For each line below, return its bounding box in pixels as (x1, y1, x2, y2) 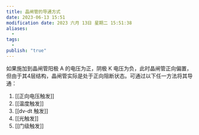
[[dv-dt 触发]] (14, 107, 48, 114)
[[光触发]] (14, 115, 39, 122)
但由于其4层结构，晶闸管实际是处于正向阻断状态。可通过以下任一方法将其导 (6, 72, 193, 79)
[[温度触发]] (14, 100, 44, 107)
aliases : (6, 25, 28, 32)
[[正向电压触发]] (14, 92, 55, 99)
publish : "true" (6, 48, 47, 54)
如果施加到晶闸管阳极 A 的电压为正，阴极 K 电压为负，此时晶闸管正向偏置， (6, 65, 192, 72)
